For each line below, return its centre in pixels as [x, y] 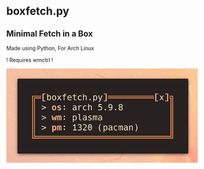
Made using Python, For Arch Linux [50, 48]
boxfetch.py [38, 11]
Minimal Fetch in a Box [49, 34]
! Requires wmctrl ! [30, 60]
